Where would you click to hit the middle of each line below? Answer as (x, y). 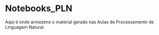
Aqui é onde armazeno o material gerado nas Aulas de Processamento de (79, 22)
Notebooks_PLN (39, 9)
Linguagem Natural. (25, 27)
